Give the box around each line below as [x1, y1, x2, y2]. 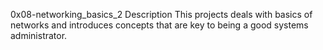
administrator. [10, 30, 68, 41]
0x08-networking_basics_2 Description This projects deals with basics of [10, 9, 313, 20]
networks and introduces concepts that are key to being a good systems [10, 19, 309, 31]
